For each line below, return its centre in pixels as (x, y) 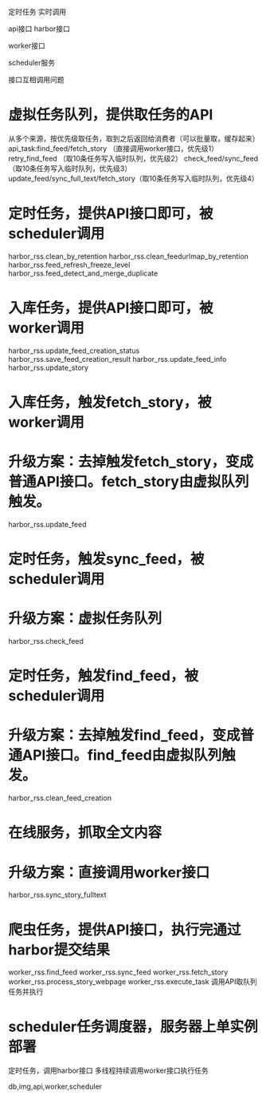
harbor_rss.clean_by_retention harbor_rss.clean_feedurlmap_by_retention (129, 256)
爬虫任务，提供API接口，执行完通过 (125, 930)
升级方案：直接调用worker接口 (109, 872)
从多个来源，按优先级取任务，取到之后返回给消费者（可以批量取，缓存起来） (134, 138)
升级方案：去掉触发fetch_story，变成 (131, 462)
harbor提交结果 (59, 950)
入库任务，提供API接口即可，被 (111, 308)
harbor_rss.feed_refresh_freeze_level (69, 264)
